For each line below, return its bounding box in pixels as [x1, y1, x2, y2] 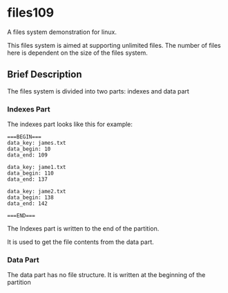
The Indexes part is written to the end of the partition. [7, 224, 160, 233]
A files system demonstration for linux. [7, 28, 117, 36]
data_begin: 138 [7, 194, 54, 202]
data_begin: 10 [7, 145, 51, 153]
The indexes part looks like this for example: [7, 120, 133, 129]
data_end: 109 [7, 152, 48, 159]
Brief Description [7, 69, 82, 80]
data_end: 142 [7, 200, 48, 207]
